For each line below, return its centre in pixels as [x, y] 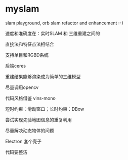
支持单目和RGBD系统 [27, 55]
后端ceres [16, 66]
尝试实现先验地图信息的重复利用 [38, 119]
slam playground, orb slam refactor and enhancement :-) [64, 23]
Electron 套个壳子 [24, 141]
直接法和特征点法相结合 [30, 44]
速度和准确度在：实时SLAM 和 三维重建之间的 [53, 33]
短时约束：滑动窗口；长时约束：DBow [45, 109]
